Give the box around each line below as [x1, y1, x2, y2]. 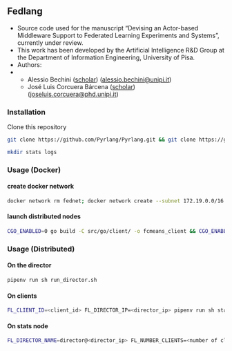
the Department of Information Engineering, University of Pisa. [17, 53, 195, 61]
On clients [7, 292, 37, 300]
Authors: [17, 60, 42, 68]
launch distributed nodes [7, 212, 81, 220]
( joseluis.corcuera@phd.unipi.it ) [27, 90, 119, 98]
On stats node [7, 321, 48, 330]
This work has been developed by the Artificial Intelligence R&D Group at [17, 46, 224, 54]
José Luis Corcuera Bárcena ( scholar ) [27, 82, 136, 91]
